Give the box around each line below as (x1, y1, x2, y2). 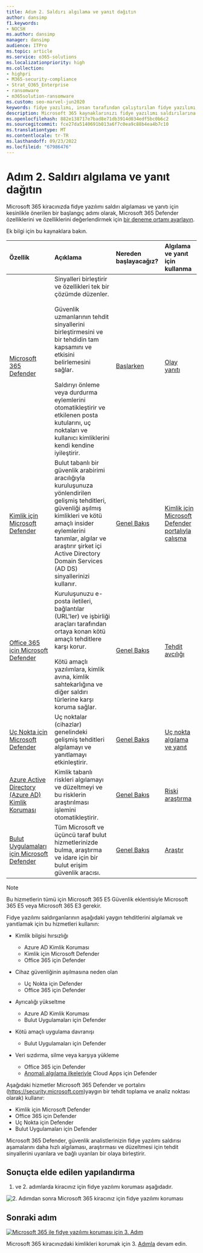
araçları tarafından (54, 620, 107, 628)
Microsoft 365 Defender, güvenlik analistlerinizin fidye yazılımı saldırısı (6, 1137, 181, 1144)
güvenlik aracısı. (54, 868, 101, 877)
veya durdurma (54, 388, 98, 396)
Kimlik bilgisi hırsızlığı (14, 932, 68, 939)
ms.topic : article (6, 48, 53, 54)
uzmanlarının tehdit (54, 312, 109, 321)
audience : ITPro (6, 43, 47, 49)
